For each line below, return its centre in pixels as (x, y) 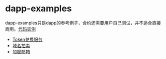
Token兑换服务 (27, 39)
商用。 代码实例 (20, 29)
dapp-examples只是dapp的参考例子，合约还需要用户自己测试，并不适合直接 (83, 23)
